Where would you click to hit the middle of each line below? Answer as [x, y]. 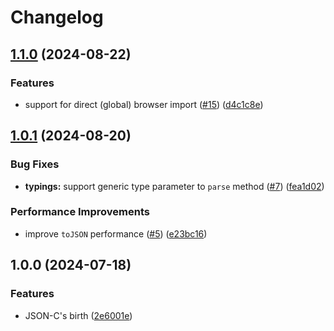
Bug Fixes [35, 164]
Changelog [57, 17]
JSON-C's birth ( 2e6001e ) [78, 315]
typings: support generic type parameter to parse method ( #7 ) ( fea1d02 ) [174, 186]
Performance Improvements [80, 212]
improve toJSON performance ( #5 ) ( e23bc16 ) [116, 233]
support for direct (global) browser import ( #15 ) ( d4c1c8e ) [144, 104]
